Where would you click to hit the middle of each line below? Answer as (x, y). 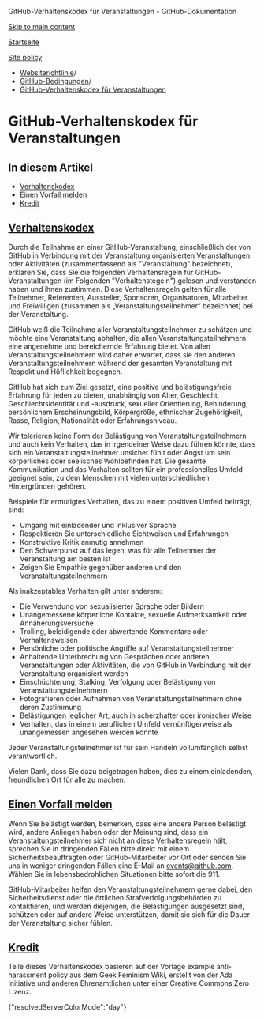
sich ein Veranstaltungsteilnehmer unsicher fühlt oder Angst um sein (119, 452)
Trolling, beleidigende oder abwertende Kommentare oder (113, 631)
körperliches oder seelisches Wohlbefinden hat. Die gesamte (107, 461)
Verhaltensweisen (48, 640)
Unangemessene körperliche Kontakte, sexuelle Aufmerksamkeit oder (133, 614)
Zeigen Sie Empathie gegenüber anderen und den (100, 567)
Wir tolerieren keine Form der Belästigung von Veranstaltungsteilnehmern (127, 436)
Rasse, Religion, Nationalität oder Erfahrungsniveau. (93, 420)
